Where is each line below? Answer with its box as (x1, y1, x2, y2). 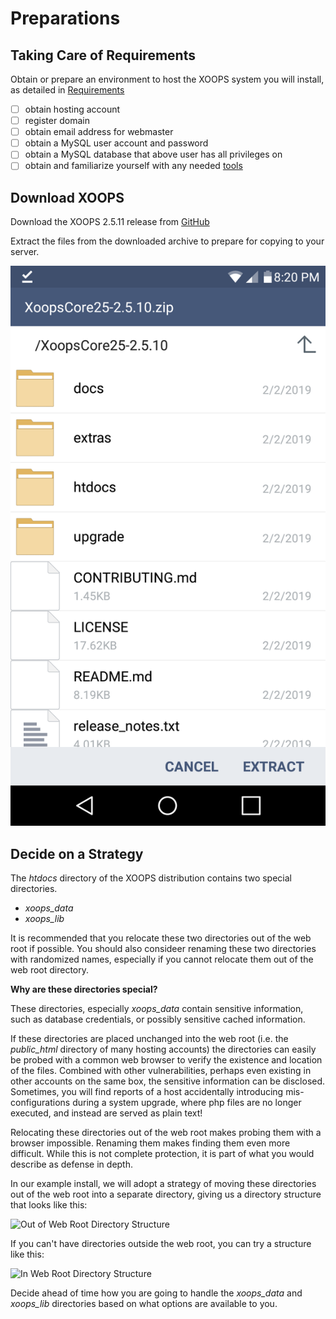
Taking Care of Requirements (10, 47, 196, 64)
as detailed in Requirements (10, 84, 125, 96)
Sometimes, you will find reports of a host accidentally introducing (10, 1086, 284, 1097)
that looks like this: (10, 1199, 88, 1211)
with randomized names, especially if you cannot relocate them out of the (10, 953, 314, 965)
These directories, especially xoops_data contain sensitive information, (10, 1003, 304, 1014)
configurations (10, 1097, 71, 1108)
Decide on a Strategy (10, 845, 144, 862)
